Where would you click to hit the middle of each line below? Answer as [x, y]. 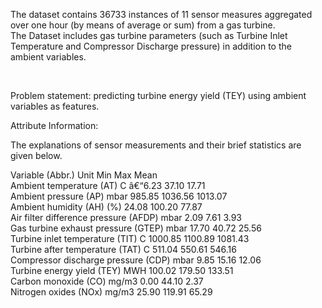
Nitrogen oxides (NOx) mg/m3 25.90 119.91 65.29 [111, 292]
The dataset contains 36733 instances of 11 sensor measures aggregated [161, 14]
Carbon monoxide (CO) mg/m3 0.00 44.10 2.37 [107, 281]
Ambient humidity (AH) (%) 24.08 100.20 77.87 [106, 207]
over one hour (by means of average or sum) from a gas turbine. [143, 25]
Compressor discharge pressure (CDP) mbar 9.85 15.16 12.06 [136, 260]
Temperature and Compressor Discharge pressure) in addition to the [151, 46]
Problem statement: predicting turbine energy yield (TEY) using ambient [158, 95]
